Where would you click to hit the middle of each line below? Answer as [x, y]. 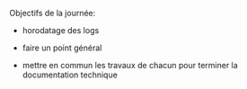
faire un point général [62, 48]
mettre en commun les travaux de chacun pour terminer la [130, 65]
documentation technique [70, 75]
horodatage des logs [61, 30]
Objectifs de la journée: [53, 13]
